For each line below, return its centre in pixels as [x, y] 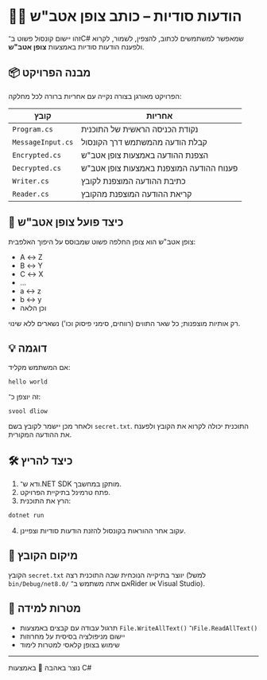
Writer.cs [31, 181]
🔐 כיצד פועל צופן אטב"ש [66, 222]
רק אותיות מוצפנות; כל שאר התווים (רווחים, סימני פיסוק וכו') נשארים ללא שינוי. [124, 323]
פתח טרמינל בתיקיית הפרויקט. [65, 493]
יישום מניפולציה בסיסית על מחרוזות [72, 636]
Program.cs [33, 129]
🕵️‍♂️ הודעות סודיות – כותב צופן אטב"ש [125, 16]
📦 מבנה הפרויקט [50, 73]
